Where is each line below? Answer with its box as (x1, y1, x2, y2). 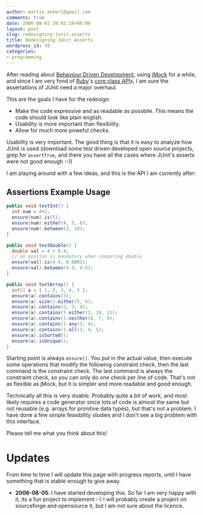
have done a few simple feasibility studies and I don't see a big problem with (6, 411, 198, 419)
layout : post (6, 26, 39, 32)
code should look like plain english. (15, 114, 103, 121)
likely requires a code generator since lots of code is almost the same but (6, 398, 190, 406)
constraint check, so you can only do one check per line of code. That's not (6, 374, 196, 381)
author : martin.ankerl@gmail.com (6, 9, 91, 15)
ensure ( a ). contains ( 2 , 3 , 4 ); (12, 304, 88, 310)
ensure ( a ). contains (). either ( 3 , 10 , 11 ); (12, 310, 118, 316)
